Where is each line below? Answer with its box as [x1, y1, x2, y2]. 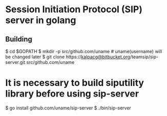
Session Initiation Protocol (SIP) [5, 4, 142, 15]
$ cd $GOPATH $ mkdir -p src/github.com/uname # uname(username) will [5, 49, 162, 54]
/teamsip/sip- [130, 54, 159, 60]
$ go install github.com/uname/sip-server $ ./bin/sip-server [5, 105, 132, 111]
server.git [5, 59, 26, 65]
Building [5, 35, 32, 43]
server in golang [5, 14, 76, 26]
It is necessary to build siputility [5, 77, 144, 89]
